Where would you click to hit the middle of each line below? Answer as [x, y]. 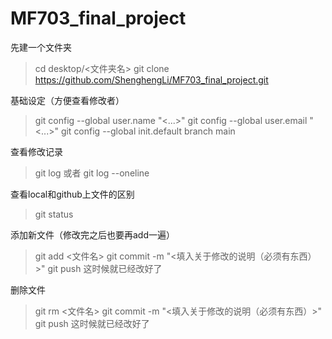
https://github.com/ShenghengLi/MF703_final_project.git [151, 79]
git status [54, 214]
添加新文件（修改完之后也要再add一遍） [93, 234]
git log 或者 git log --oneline [92, 173]
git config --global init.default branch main [148, 131]
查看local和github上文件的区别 [72, 194]
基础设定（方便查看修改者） [67, 100]
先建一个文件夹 [41, 47]
